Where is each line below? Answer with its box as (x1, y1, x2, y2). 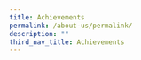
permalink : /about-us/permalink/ (9, 21, 133, 30)
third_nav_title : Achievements (9, 37, 125, 47)
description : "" (9, 29, 69, 38)
